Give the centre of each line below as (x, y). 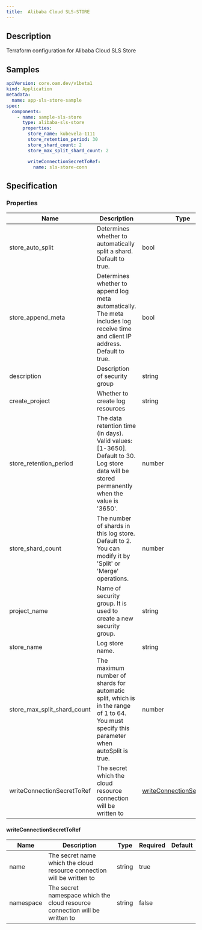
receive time (114, 329)
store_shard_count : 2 (55, 145)
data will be (113, 471)
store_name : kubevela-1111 (62, 134)
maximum (110, 668)
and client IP (114, 336)
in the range (114, 706)
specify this (113, 728)
